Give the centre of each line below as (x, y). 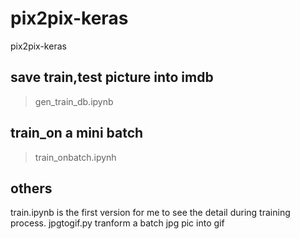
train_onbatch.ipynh (75, 157)
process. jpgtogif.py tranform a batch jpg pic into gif (117, 223)
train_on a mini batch (77, 133)
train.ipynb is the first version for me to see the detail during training (150, 213)
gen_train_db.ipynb (74, 101)
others (31, 188)
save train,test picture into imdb (112, 77)
